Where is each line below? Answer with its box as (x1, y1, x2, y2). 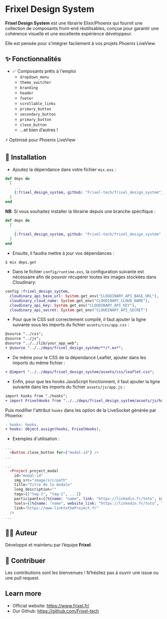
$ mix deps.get (5, 260, 37, 265)
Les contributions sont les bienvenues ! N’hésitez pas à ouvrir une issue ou (5, 570, 159, 576)
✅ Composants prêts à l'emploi (12, 68, 76, 74)
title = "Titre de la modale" (14, 482, 72, 488)
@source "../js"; (5, 336, 41, 341)
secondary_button (19, 111, 56, 117)
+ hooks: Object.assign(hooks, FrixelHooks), (5, 427, 101, 432)
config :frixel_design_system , (5, 289, 70, 294)
